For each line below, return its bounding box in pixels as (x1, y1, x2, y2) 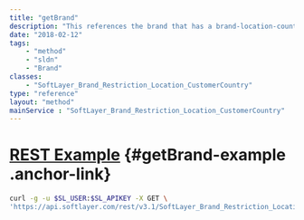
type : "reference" (9, 89, 79, 98)
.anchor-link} (9, 164, 111, 185)
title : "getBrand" (9, 13, 79, 23)
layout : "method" (9, 97, 75, 107)
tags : (9, 38, 30, 48)
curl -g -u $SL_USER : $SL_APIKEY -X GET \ (9, 194, 168, 204)
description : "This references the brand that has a (9, 22, 213, 31)
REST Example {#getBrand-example (9, 145, 287, 166)
